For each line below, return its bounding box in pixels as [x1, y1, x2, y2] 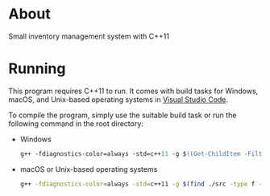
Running [8, 59, 66, 78]
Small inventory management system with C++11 [8, 31, 169, 41]
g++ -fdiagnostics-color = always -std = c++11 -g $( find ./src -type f [19, 180, 255, 188]
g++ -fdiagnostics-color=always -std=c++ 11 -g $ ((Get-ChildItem [19, 149, 241, 157]
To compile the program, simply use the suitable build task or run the [8, 110, 237, 120]
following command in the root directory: [8, 118, 143, 129]
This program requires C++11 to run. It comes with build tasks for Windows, [8, 86, 259, 96]
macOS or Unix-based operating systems [19, 164, 158, 174]
